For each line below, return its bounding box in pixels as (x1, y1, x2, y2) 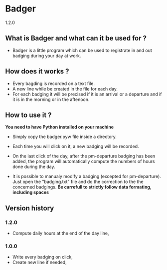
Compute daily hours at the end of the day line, (12, 230, 109, 236)
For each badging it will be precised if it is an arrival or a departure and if (12, 91, 162, 97)
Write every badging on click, (12, 254, 73, 260)
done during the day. (12, 163, 56, 170)
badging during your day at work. (12, 52, 81, 58)
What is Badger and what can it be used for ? (5, 34, 147, 42)
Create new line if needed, (12, 259, 67, 265)
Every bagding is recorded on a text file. (12, 80, 95, 86)
